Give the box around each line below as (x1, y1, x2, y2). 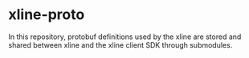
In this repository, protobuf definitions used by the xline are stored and (8, 32, 242, 41)
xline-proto (8, 6, 85, 24)
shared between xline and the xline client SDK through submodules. (8, 40, 233, 49)
